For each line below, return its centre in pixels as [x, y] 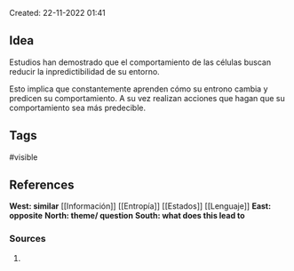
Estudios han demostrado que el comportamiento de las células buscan [140, 62]
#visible [24, 157]
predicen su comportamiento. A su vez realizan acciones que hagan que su [147, 98]
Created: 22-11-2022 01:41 [57, 13]
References [42, 185]
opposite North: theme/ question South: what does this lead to [127, 216]
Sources [28, 239]
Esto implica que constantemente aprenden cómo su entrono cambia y [139, 89]
